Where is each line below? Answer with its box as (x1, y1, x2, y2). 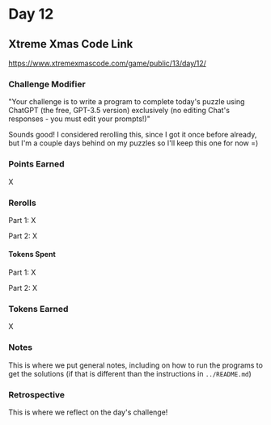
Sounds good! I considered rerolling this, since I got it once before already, (8, 130, 257, 140)
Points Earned (8, 158, 65, 170)
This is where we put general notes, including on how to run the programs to (8, 360, 263, 370)
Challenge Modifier (8, 78, 87, 90)
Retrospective (8, 389, 66, 400)
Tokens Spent (8, 250, 57, 259)
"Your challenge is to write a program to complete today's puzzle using (8, 97, 245, 107)
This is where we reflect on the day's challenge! (8, 407, 168, 417)
